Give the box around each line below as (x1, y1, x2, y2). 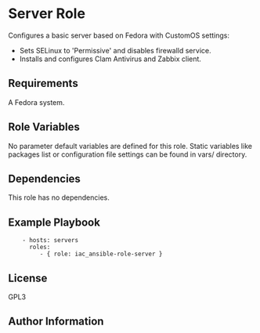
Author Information (8, 315, 104, 328)
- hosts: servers (22, 237, 79, 244)
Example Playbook (8, 215, 100, 229)
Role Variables (8, 121, 80, 134)
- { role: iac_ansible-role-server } (39, 250, 163, 259)
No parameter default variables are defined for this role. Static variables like (8, 141, 253, 150)
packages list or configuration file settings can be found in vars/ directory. (8, 150, 247, 159)
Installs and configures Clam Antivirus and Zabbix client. (19, 54, 202, 63)
